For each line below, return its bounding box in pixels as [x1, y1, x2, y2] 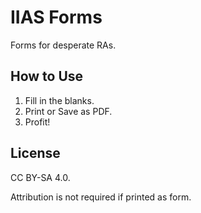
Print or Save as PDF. [24, 105, 113, 117]
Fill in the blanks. [24, 94, 95, 106]
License [10, 145, 61, 162]
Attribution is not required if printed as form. [10, 191, 192, 203]
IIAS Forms [10, 6, 103, 29]
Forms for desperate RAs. [10, 39, 117, 51]
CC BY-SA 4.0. [10, 171, 71, 183]
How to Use [10, 68, 84, 85]
